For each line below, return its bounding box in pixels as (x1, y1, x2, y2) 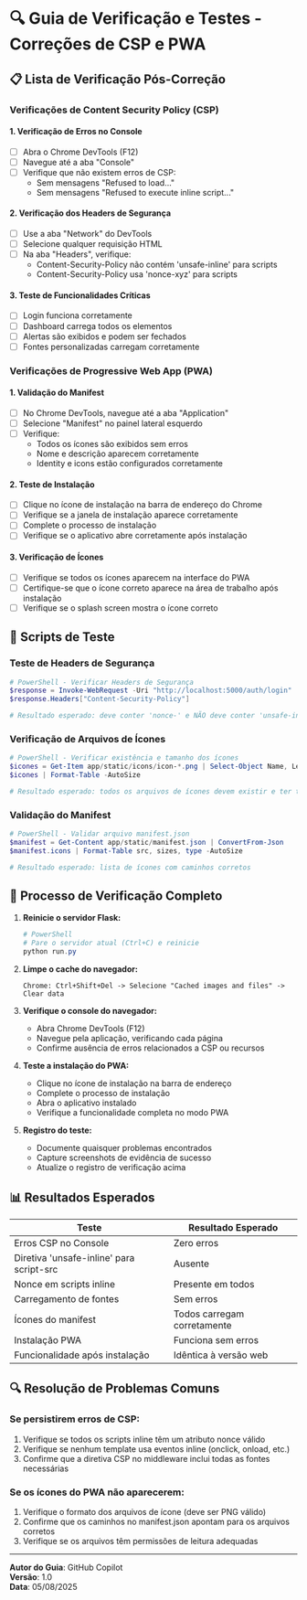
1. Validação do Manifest (9, 387, 105, 399)
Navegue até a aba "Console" (22, 156, 135, 167)
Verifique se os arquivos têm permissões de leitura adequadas (22, 1535, 259, 1546)
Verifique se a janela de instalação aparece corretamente (22, 509, 238, 520)
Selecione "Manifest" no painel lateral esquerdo (22, 418, 203, 429)
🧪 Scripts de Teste (9, 629, 116, 645)
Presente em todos (173, 1277, 255, 1290)
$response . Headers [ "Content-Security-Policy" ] (9, 695, 190, 704)
